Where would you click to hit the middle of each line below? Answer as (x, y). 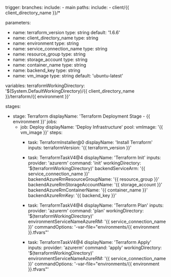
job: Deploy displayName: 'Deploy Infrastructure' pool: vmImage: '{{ (92, 127)
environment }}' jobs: (35, 121)
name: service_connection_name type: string (60, 49)
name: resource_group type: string (49, 54)
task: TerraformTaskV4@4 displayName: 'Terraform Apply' (90, 242)
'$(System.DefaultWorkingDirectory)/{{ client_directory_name (70, 91)
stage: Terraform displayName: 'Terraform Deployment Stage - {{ (81, 116)
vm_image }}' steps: (41, 132)
